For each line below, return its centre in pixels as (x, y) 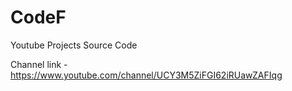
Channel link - (39, 64)
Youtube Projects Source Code (74, 45)
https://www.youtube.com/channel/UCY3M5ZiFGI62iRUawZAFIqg (146, 75)
